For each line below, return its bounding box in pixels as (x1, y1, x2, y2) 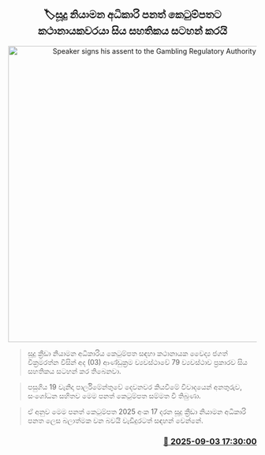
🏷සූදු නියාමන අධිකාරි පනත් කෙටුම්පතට (43, 8, 222, 21)
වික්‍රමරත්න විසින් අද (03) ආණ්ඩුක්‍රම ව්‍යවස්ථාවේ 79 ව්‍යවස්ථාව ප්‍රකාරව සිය (27, 357, 248, 367)
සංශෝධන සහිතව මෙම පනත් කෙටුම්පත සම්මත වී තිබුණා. (27, 391, 201, 400)
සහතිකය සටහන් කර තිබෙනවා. (27, 366, 121, 375)
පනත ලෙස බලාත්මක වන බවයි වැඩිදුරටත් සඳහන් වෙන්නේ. (27, 416, 203, 425)
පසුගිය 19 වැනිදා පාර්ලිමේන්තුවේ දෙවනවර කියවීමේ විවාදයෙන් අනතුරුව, (27, 382, 242, 391)
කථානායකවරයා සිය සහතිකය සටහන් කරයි (38, 24, 227, 38)
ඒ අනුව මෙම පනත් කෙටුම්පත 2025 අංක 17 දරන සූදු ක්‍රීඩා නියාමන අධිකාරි (27, 407, 247, 416)
